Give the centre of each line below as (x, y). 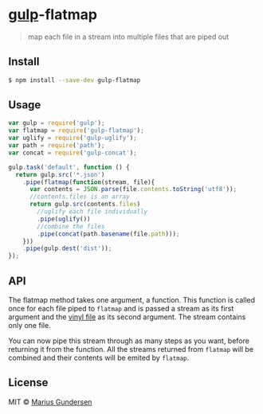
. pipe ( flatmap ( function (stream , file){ (89, 182)
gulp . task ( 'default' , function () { (69, 167)
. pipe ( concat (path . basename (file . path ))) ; (108, 234)
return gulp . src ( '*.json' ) (60, 174)
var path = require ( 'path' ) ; (57, 146)
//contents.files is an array (79, 197)
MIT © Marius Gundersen (50, 402)
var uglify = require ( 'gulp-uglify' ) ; (73, 138)
